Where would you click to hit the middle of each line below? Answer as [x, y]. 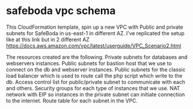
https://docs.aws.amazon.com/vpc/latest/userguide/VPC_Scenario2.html [94, 46]
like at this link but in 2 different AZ [48, 39]
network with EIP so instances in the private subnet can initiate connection [96, 94]
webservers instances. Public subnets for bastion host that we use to [89, 63]
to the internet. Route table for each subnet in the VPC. [72, 100]
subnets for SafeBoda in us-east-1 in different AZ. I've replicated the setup [95, 33]
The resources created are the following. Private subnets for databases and [97, 57]
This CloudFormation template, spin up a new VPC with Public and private [95, 27]
